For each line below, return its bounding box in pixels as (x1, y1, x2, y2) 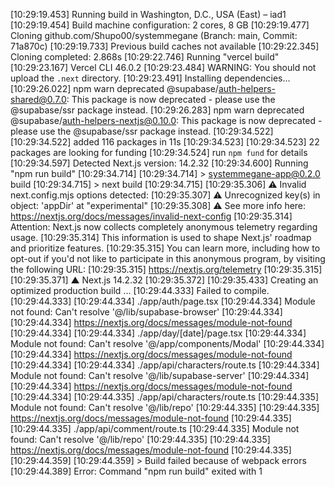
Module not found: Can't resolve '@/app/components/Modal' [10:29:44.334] (10, 338, 325, 349)
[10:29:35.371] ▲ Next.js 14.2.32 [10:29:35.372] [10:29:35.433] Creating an (10, 274, 319, 286)
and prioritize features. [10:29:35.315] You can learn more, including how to (10, 242, 321, 254)
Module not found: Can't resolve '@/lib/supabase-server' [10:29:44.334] (10, 370, 310, 381)
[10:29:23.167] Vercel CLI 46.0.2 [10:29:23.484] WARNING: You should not (10, 62, 317, 73)
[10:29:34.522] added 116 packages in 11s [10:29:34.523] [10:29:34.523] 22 (10, 136, 320, 148)
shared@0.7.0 (10, 94, 67, 105)
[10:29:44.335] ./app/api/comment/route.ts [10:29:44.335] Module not (10, 423, 300, 434)
